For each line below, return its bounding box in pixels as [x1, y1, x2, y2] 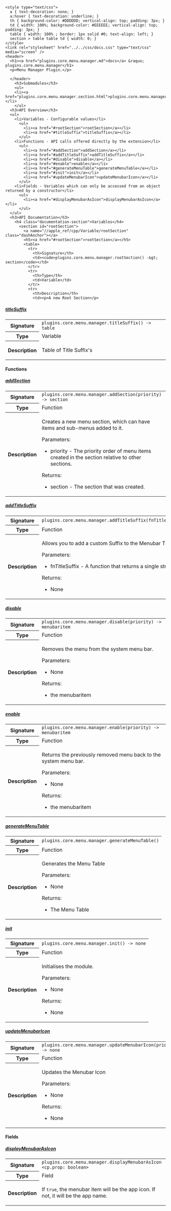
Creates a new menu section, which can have [41, 418, 150, 425]
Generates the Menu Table [41, 860, 105, 867]
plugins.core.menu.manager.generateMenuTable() [41, 838, 159, 844]
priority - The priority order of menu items [50, 447, 152, 454]
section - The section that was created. [50, 483, 145, 490]
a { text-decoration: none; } [10, 9, 74, 14]
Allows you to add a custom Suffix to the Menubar [41, 540, 161, 547]
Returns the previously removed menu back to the [41, 751, 161, 758]
